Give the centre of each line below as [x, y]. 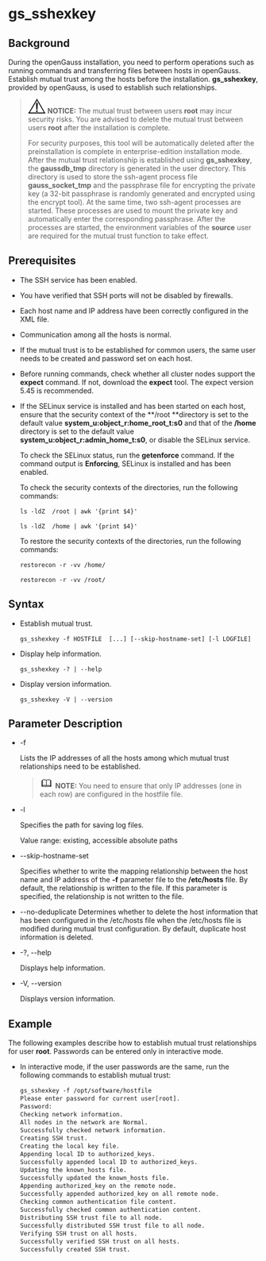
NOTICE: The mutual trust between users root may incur [140, 111]
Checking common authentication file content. [98, 1202]
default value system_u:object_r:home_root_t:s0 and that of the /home [138, 422]
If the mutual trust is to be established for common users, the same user [138, 349]
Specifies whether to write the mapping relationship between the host [134, 871]
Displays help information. [62, 968]
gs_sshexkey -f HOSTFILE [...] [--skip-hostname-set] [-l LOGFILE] [135, 639]
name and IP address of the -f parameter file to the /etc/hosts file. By [134, 880]
